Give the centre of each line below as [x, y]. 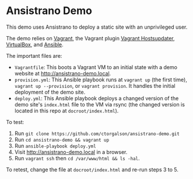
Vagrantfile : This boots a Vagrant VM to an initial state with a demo [96, 67]
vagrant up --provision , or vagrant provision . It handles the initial [95, 85]
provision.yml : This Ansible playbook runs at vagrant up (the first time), [101, 80]
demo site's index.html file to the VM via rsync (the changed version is [100, 104]
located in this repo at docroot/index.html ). [66, 111]
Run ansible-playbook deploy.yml [55, 146]
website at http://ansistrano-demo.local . [63, 73]
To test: [15, 122]
